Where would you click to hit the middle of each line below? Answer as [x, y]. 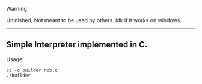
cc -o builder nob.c [32, 70]
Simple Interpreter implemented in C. [77, 45]
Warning [17, 9]
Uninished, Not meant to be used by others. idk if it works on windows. [94, 20]
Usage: [15, 59]
